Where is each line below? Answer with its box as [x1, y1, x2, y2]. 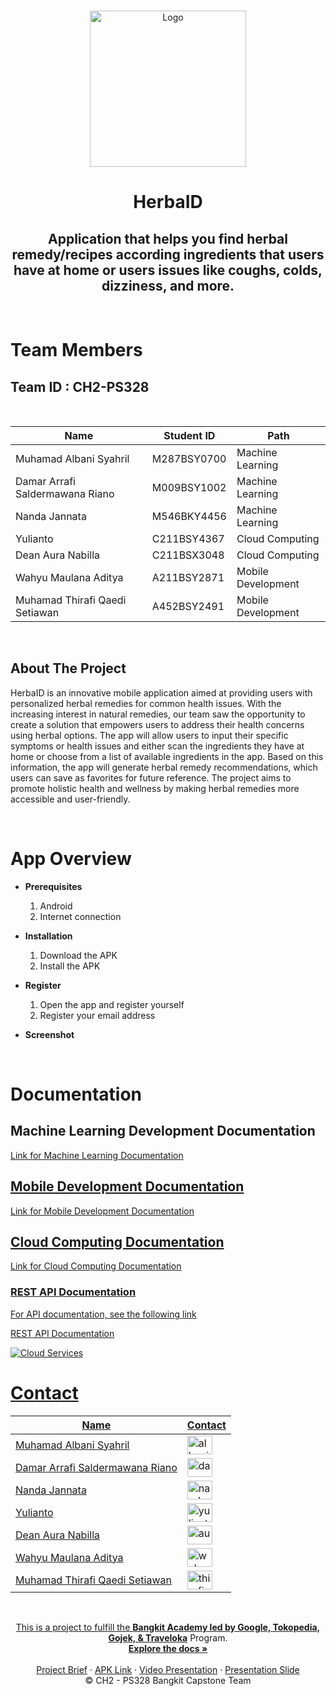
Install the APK [39, 960, 101, 972]
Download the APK [39, 949, 118, 961]
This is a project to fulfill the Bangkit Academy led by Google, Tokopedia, [15, 1621, 321, 1633]
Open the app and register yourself [39, 998, 185, 1010]
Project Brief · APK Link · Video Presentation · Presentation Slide [36, 1663, 300, 1675]
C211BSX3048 [151, 548, 225, 562]
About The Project [10, 660, 127, 677]
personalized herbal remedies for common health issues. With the [10, 697, 282, 709]
